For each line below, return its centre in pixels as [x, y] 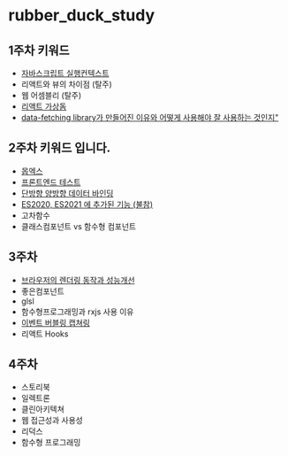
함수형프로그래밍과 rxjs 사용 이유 [77, 312]
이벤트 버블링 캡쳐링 [55, 322]
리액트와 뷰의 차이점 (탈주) [66, 84]
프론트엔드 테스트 [51, 182]
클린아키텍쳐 [43, 409]
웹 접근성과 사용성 [52, 421]
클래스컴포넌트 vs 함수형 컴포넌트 [79, 226]
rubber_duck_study [82, 15]
